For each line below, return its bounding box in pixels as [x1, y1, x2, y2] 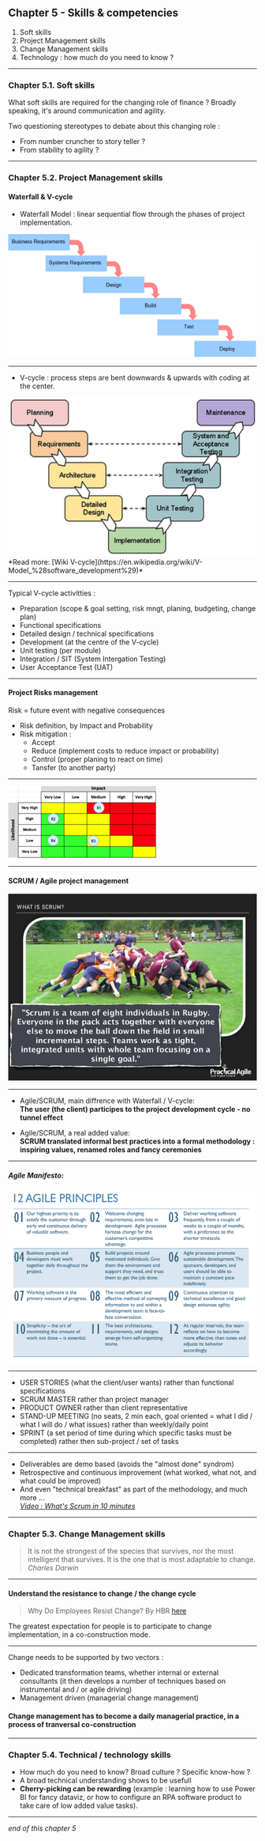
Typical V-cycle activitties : [8, 588, 96, 598]
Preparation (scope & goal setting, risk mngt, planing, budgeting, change [19, 603, 256, 613]
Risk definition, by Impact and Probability [19, 720, 154, 730]
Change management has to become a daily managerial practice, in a [8, 1711, 240, 1721]
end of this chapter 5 [8, 1823, 77, 1833]
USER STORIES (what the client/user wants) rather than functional [19, 1378, 234, 1387]
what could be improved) [19, 1476, 101, 1485]
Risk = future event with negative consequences [8, 705, 166, 715]
